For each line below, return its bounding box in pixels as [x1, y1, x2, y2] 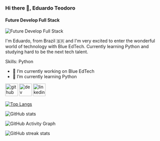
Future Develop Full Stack [5, 17, 60, 23]
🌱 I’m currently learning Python [12, 74, 77, 80]
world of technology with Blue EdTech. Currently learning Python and [5, 44, 149, 50]
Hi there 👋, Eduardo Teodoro [5, 5, 75, 12]
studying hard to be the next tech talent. [5, 49, 89, 55]
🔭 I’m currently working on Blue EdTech [12, 68, 95, 74]
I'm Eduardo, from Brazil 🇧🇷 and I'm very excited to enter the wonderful [5, 38, 155, 44]
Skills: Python [5, 59, 34, 65]
